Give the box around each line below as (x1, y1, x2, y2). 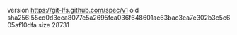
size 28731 (38, 21, 69, 29)
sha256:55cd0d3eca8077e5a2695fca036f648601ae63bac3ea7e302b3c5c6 (7, 13, 231, 22)
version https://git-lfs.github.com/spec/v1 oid (7, 6, 139, 14)
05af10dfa (7, 21, 37, 29)
